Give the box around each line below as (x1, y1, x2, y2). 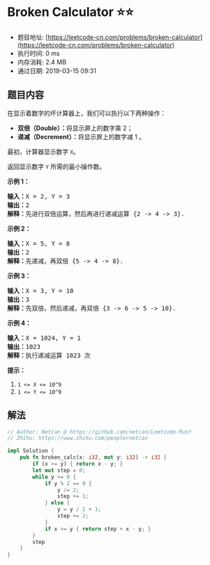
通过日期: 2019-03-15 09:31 (17, 66, 96, 75)
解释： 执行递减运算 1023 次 (7, 351, 91, 359)
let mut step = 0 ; (32, 466, 86, 474)
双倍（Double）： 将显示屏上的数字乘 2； (17, 124, 133, 132)
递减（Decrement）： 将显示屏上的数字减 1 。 (17, 132, 145, 141)
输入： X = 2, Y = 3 (7, 192, 70, 200)
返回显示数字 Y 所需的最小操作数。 (7, 162, 106, 171)
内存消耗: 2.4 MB (17, 57, 67, 66)
